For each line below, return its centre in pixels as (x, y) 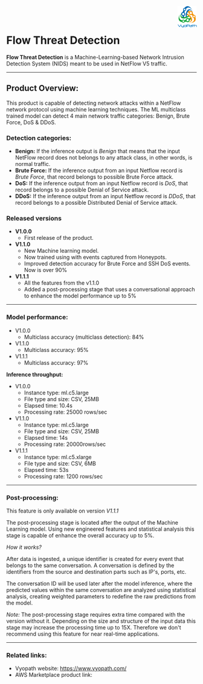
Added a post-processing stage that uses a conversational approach (109, 290)
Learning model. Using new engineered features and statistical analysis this (100, 529)
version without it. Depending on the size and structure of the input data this (101, 621)
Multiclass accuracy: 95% (56, 350)
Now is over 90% (46, 270)
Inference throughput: (35, 374)
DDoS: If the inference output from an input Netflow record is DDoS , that (105, 196)
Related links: (27, 655)
